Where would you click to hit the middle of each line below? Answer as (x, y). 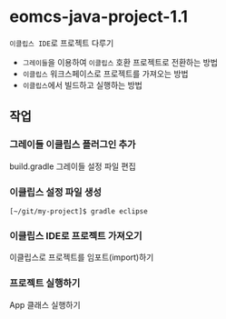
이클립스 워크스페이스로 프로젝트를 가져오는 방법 (105, 74)
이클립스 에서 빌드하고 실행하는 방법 (82, 85)
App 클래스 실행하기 (45, 304)
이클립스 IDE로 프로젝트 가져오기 (76, 235)
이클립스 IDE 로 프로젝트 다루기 (62, 43)
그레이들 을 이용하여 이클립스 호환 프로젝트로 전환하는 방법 (120, 62)
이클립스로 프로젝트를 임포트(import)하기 (82, 257)
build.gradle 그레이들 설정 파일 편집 (73, 166)
